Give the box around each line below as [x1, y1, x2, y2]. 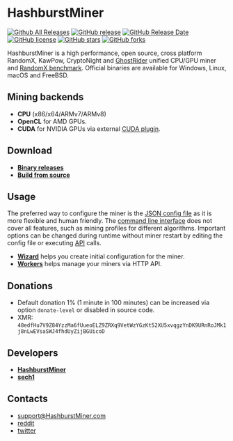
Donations [7, 280, 54, 292]
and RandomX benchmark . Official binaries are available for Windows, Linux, [7, 63, 227, 72]
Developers [7, 347, 58, 359]
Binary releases [17, 163, 64, 171]
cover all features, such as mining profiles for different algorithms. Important [7, 224, 226, 233]
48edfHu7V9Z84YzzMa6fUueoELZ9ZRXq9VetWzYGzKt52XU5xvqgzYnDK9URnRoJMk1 [17, 322, 227, 329]
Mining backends [7, 91, 84, 103]
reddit [17, 419, 35, 427]
